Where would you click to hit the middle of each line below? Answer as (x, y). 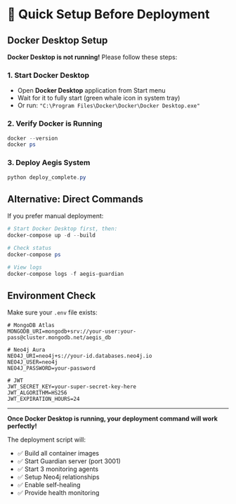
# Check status (29, 248)
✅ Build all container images (58, 453)
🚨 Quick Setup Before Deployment (109, 14)
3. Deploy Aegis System (49, 163)
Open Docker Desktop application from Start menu (91, 91)
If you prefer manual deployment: (55, 216)
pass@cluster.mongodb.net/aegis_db (59, 338)
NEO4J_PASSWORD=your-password (52, 369)
